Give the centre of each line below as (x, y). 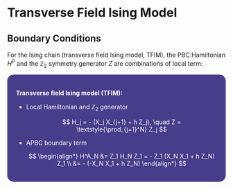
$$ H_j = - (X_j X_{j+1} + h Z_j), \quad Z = (122, 122)
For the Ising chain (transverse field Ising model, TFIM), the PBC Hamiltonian (116, 55)
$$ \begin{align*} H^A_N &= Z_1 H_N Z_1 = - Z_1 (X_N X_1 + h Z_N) (122, 156)
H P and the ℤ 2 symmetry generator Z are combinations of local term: (105, 64)
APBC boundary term (57, 143)
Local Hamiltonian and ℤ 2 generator (77, 108)
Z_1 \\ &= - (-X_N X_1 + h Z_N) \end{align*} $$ (122, 163)
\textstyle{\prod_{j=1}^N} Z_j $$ (122, 129)
